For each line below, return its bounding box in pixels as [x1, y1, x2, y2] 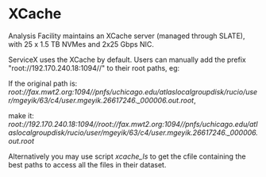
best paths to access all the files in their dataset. [8, 160, 167, 169]
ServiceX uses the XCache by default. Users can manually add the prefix [8, 55, 246, 64]
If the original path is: [8, 79, 78, 88]
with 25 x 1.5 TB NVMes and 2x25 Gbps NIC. [8, 39, 155, 48]
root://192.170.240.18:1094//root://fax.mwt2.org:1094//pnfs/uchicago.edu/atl [8, 119, 258, 129]
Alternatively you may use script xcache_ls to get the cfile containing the [8, 152, 246, 161]
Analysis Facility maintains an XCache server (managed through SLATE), [8, 31, 245, 40]
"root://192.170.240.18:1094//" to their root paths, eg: [8, 63, 180, 72]
